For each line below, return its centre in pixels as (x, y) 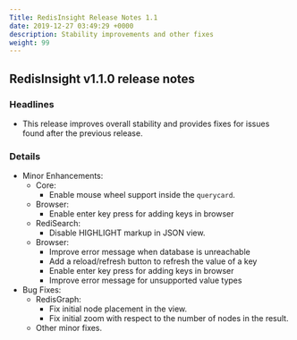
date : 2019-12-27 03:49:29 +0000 (72, 26)
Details (25, 156)
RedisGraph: (59, 300)
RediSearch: (58, 224)
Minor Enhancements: (63, 176)
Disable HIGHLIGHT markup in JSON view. (127, 233)
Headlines (32, 104)
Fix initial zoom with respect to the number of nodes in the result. (169, 319)
